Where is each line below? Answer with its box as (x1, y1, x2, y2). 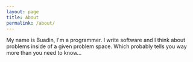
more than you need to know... (6, 49, 82, 57)
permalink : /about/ (6, 20, 55, 26)
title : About (6, 14, 39, 20)
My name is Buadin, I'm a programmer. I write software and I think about (6, 37, 186, 44)
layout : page (6, 8, 39, 15)
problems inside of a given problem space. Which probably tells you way (6, 43, 187, 50)
